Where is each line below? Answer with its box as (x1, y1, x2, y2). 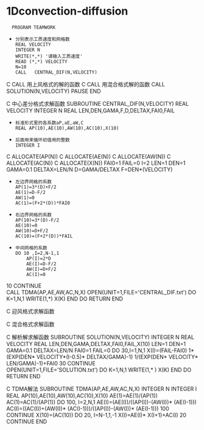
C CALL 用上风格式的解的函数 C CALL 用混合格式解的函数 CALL (6, 80, 166, 88)
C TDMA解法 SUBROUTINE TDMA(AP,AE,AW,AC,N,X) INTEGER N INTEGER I (6, 385, 197, 392)
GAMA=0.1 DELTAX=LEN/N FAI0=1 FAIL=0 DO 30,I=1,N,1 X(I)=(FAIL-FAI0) (6, 347, 188, 354)
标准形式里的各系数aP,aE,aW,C (15, 120, 84, 126)
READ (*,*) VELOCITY (15, 58, 68, 64)
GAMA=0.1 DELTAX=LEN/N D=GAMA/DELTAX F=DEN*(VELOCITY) (6, 165, 173, 173)
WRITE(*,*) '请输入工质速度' (15, 53, 83, 59)
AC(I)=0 (26, 271, 46, 277)
